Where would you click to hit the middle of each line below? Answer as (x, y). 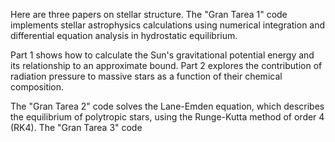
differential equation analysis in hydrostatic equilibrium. (124, 35)
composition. (37, 87)
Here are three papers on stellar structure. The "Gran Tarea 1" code (149, 14)
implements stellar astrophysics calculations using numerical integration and (168, 25)
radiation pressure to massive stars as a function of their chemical (146, 76)
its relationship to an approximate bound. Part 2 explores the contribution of (166, 65)
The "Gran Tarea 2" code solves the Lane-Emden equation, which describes (167, 106)
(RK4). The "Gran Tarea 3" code (76, 127)
